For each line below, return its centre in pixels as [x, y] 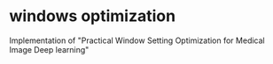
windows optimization [92, 16]
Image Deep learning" [49, 49]
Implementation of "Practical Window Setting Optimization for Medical [137, 40]
